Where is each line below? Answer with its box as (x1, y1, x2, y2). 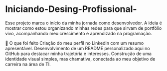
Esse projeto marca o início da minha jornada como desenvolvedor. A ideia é (5, 20, 162, 26)
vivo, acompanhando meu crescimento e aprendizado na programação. (5, 30, 152, 36)
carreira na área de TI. (5, 61, 51, 67)
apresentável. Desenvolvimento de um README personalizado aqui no (5, 45, 151, 51)
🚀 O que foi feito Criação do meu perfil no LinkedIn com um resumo (5, 40, 144, 46)
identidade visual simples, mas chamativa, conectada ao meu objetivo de (5, 56, 156, 62)
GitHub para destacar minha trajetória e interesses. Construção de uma (5, 51, 152, 57)
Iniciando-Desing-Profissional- (5, 3, 137, 15)
